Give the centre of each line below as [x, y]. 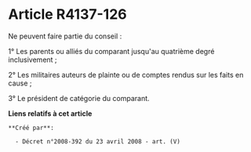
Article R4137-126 [67, 14]
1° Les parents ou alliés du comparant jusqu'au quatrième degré [111, 51]
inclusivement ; [33, 60]
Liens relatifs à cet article [50, 113]
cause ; [20, 83]
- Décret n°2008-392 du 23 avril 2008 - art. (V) [98, 141]
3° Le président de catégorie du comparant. [79, 98]
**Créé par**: [31, 128]
